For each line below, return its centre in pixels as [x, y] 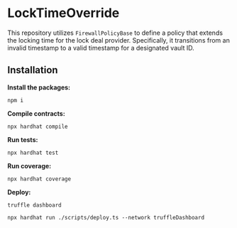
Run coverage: [29, 165]
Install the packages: [39, 87]
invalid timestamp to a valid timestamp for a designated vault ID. [101, 48]
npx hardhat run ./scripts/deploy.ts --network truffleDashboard [106, 217]
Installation [33, 70]
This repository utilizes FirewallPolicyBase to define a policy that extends [115, 33]
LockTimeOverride [64, 13]
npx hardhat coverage [39, 179]
